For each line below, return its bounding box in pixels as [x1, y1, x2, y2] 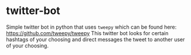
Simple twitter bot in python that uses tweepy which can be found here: [6, 23, 177, 30]
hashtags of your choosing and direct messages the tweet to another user [6, 36, 185, 43]
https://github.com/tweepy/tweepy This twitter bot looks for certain [6, 29, 169, 36]
